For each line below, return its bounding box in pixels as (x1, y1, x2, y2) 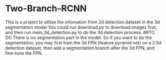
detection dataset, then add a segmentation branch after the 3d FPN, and (5, 45, 155, 51)
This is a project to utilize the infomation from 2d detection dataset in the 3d (5, 19, 160, 25)
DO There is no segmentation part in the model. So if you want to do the (5, 35, 152, 40)
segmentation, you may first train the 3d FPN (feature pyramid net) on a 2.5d (5, 40, 162, 45)
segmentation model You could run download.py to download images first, (5, 24, 157, 30)
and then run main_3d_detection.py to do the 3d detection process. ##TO (5, 29, 155, 35)
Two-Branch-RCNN (5, 3, 87, 14)
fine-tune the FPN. (5, 50, 43, 56)
